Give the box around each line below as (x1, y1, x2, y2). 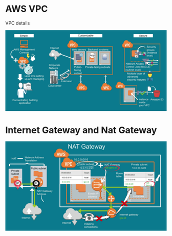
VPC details (5, 20, 30, 26)
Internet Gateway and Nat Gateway (5, 124, 157, 136)
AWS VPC (5, 3, 48, 15)
